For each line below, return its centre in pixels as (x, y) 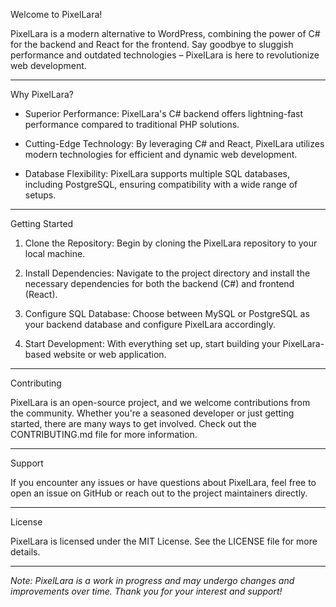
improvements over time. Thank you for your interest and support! (146, 591)
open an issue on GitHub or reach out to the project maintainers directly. (159, 493)
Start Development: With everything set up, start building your (152, 343)
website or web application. (110, 354)
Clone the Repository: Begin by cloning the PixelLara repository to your (171, 243)
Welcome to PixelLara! (56, 14)
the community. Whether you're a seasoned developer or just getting (152, 413)
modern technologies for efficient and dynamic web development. (161, 154)
